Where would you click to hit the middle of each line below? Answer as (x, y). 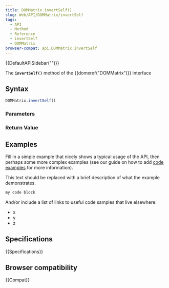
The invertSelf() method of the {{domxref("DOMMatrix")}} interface (78, 73)
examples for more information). (39, 167)
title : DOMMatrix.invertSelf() (39, 10)
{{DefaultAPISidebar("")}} (32, 63)
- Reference (23, 34)
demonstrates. (20, 183)
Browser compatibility (41, 268)
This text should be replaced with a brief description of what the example (82, 177)
